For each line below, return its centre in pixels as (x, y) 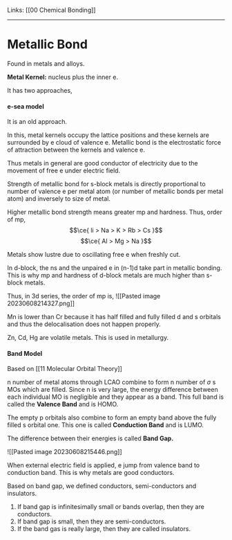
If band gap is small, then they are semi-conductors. (91, 521)
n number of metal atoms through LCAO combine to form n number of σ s (112, 382)
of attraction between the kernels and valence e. (76, 150)
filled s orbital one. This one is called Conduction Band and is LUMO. (106, 425)
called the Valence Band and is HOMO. (63, 404)
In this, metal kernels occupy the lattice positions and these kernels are (108, 135)
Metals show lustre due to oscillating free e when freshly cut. (94, 255)
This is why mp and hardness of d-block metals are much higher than (106, 276)
